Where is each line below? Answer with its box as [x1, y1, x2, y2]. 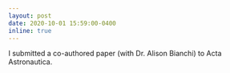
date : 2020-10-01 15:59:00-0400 [8, 19, 116, 27]
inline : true [8, 26, 52, 34]
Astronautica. [8, 57, 53, 67]
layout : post [8, 11, 52, 20]
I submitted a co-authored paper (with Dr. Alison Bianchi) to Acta [8, 49, 222, 59]
